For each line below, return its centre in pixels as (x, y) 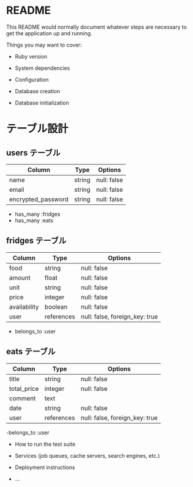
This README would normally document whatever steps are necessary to (96, 27)
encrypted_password (39, 199)
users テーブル (33, 153)
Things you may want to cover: (44, 45)
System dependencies (42, 68)
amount (20, 277)
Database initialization (42, 103)
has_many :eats (34, 220)
